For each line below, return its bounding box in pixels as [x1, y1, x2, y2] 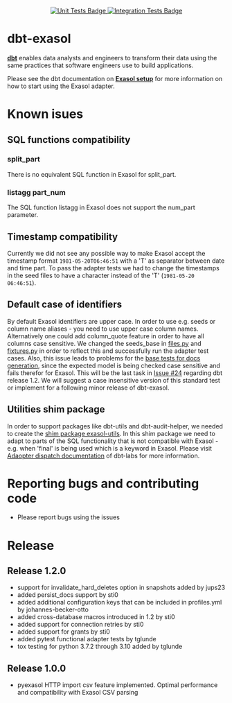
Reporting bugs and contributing [7, 476, 199, 492]
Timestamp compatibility [7, 231, 118, 243]
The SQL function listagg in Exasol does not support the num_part [7, 203, 195, 211]
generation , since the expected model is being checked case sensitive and [7, 361, 220, 370]
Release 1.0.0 [7, 662, 66, 674]
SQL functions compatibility [7, 134, 131, 146]
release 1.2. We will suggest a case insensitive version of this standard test [7, 376, 220, 384]
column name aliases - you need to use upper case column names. [7, 324, 199, 333]
